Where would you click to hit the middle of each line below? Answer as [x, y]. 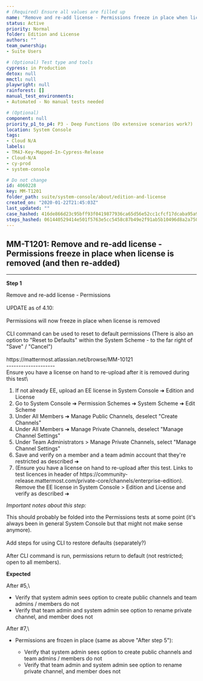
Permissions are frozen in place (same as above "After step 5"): [94, 640]
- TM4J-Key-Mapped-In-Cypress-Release [55, 152]
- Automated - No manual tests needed [55, 102]
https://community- [104, 474]
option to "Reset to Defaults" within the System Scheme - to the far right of [99, 340]
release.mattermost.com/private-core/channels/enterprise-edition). [99, 481]
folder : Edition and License [43, 35]
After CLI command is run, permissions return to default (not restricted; [95, 556]
